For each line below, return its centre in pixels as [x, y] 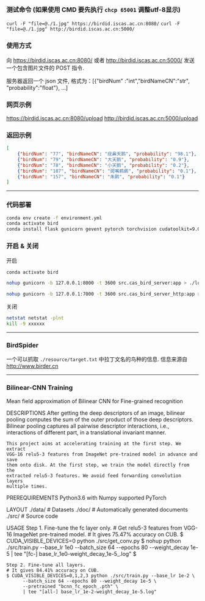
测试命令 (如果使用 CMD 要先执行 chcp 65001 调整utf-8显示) [94, 9]
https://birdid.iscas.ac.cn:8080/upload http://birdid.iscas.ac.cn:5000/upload [102, 118]
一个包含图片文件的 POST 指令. [45, 68]
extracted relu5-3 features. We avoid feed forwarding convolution [94, 475]
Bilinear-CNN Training [40, 388]
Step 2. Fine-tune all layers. [46, 565]
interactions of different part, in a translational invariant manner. [86, 432]
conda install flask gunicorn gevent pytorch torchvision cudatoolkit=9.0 [103, 229]
